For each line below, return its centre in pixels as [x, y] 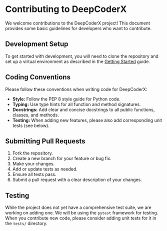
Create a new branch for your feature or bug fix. [62, 158]
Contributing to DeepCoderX [66, 9]
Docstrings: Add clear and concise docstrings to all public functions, [83, 109]
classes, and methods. [35, 115]
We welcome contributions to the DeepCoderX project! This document [78, 23]
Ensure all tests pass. [34, 174]
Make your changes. [33, 164]
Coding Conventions [38, 77]
